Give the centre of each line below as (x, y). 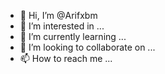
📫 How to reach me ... (66, 58)
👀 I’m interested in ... (62, 26)
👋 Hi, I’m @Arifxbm (58, 15)
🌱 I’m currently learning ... (73, 36)
